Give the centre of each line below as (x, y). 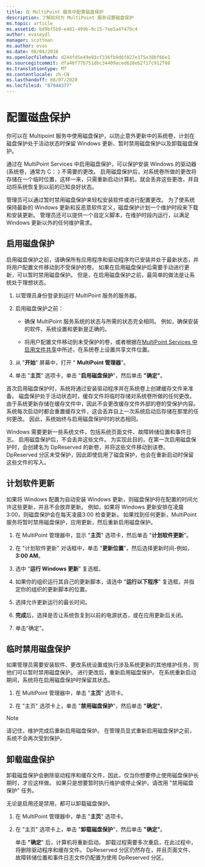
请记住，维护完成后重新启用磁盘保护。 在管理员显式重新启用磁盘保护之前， (101, 731)
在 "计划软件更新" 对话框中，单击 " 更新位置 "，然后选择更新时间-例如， (104, 548)
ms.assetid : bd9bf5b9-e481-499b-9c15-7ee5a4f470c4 (72, 29)
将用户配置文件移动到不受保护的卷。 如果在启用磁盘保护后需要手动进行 (95, 267)
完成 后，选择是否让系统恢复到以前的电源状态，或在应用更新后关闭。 (101, 615)
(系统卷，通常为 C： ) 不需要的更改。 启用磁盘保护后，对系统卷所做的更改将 (102, 171)
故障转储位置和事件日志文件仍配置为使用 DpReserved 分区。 (91, 858)
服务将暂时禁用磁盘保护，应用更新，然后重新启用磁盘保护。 (81, 522)
